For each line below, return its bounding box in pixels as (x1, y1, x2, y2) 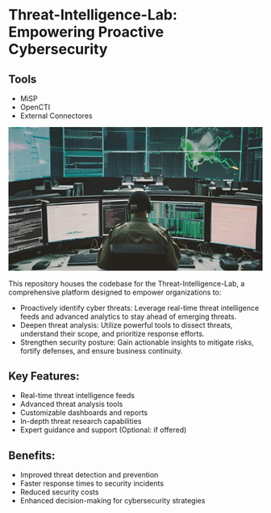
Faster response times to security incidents (19, 479, 164, 489)
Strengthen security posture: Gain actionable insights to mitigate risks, (19, 337, 254, 347)
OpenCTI (19, 103, 51, 112)
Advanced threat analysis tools (19, 399, 123, 409)
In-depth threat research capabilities (19, 417, 142, 426)
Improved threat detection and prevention (19, 470, 159, 480)
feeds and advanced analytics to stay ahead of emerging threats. (19, 312, 237, 321)
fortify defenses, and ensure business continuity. (19, 346, 183, 355)
